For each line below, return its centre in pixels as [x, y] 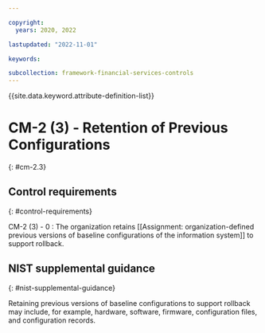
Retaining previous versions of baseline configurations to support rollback [129, 303]
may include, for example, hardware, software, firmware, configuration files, [133, 311]
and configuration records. [52, 320]
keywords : [25, 59]
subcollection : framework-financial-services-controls [101, 73]
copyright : [26, 22]
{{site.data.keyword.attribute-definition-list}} [82, 96]
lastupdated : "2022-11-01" [53, 45]
